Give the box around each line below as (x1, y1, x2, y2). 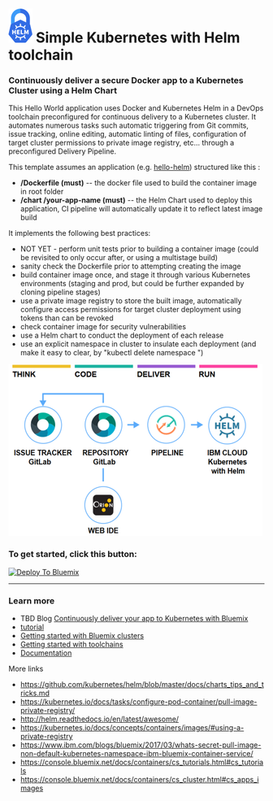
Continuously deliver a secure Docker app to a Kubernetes (8, 75, 244, 86)
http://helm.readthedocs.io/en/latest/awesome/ (19, 714, 180, 724)
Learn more (8, 594, 55, 606)
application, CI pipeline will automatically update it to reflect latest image (19, 204, 263, 214)
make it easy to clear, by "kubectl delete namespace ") (19, 348, 204, 358)
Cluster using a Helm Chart (8, 85, 118, 97)
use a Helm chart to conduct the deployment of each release (19, 330, 224, 341)
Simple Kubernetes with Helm (35, 28, 240, 47)
